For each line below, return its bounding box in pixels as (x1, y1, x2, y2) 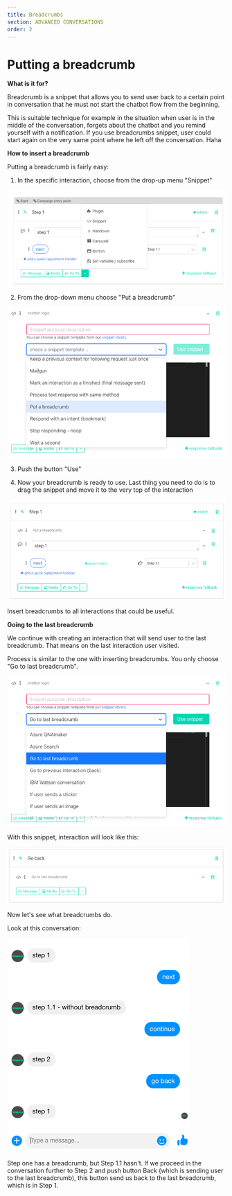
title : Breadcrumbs (7, 11, 64, 18)
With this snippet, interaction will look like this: (7, 832, 139, 841)
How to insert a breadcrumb (7, 149, 90, 157)
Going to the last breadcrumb (7, 620, 93, 629)
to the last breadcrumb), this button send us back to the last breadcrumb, (7, 1173, 217, 1182)
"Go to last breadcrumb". (7, 662, 78, 670)
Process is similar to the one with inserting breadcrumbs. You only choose (7, 654, 220, 663)
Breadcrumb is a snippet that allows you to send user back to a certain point (7, 93, 225, 101)
